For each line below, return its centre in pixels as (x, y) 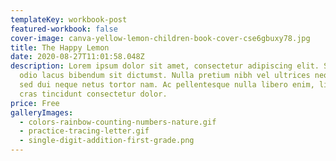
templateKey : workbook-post (69, 19)
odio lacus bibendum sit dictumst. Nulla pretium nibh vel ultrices (165, 76)
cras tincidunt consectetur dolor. (93, 94)
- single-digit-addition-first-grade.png (107, 141)
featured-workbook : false (64, 29)
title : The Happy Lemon (60, 47)
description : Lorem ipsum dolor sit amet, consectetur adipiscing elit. (165, 66)
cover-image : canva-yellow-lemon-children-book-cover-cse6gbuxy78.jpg (160, 38)
